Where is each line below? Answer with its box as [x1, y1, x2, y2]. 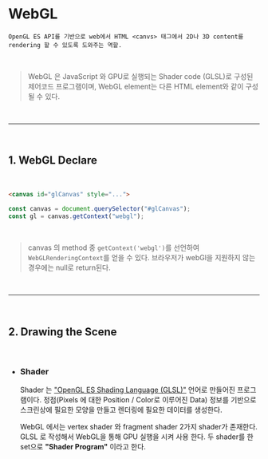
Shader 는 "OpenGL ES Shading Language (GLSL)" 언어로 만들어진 [19, 385, 235, 395]
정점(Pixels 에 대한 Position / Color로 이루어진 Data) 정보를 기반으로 [43, 395, 257, 405]
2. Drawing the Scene [8, 325, 117, 338]
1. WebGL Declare [8, 153, 97, 168]
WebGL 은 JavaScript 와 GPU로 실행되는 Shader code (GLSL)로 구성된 [27, 71, 254, 81]
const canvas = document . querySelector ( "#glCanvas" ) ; [8, 204, 191, 212]
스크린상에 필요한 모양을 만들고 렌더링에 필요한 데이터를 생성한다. [19, 405, 223, 415]
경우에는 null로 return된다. [27, 263, 112, 272]
